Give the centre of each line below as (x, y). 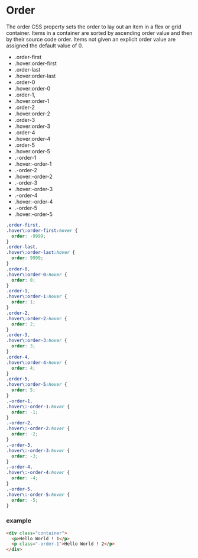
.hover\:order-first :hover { (42, 230)
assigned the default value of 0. (45, 46)
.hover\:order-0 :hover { (37, 275)
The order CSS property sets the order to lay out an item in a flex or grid (94, 27)
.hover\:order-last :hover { (41, 253)
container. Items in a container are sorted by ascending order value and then (99, 33)
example (19, 521)
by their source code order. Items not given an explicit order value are (91, 39)
